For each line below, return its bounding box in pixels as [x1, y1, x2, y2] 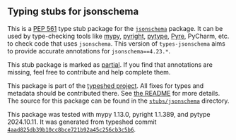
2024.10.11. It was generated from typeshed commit [7, 117, 157, 126]
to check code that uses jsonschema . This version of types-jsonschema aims [7, 39, 226, 48]
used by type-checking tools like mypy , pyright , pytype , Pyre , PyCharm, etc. [7, 32, 230, 40]
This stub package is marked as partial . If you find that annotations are [7, 60, 213, 69]
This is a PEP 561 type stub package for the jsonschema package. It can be [7, 24, 223, 32]
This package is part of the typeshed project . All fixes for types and [7, 81, 204, 90]
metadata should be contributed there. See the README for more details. [7, 89, 220, 97]
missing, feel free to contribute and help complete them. [7, 68, 171, 76]
